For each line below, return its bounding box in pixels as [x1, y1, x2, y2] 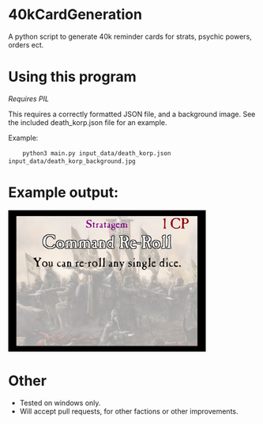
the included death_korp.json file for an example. [8, 117, 167, 127]
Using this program [8, 68, 137, 86]
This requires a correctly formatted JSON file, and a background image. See [8, 109, 256, 119]
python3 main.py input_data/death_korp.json [22, 149, 171, 157]
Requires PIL [8, 93, 50, 104]
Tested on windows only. [19, 398, 101, 407]
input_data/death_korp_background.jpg [8, 157, 136, 165]
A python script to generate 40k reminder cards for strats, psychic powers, [8, 32, 253, 41]
